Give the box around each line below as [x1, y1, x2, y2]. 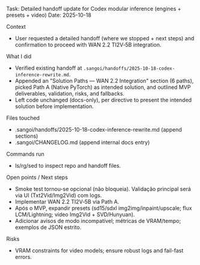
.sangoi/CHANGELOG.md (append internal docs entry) [14, 139, 150, 146]
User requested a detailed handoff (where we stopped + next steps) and [14, 35, 195, 41]
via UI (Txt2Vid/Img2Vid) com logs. [14, 192, 102, 199]
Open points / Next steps [6, 174, 68, 181]
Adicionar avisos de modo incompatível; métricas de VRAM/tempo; [14, 218, 181, 224]
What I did [6, 53, 32, 59]
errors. [14, 254, 32, 260]
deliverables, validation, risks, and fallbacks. [14, 90, 125, 97]
